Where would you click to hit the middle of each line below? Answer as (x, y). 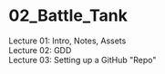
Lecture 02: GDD (40, 50)
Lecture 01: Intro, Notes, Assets (67, 41)
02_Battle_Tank (68, 16)
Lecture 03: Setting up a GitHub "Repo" (82, 60)
